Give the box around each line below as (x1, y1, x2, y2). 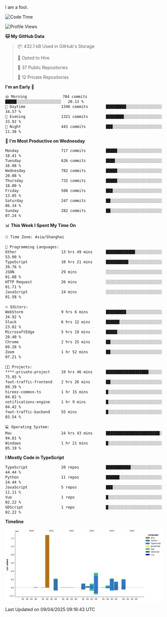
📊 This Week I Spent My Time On (5, 222, 76, 228)
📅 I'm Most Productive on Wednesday (5, 138, 85, 144)
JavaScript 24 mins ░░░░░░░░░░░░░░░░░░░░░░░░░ (5, 289, 162, 294)
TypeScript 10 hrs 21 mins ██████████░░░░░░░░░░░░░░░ (5, 259, 162, 264)
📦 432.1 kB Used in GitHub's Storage (17, 43, 95, 49)
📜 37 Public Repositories (17, 64, 68, 70)
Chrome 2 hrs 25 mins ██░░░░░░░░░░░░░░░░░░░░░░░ (5, 339, 162, 344)
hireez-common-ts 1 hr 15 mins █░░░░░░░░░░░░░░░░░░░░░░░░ (5, 389, 162, 394)
